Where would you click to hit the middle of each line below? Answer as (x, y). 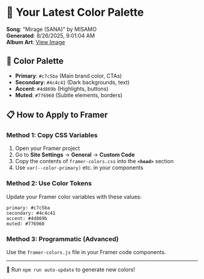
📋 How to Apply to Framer (57, 115)
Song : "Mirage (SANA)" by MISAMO (52, 29)
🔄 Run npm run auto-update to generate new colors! (71, 270)
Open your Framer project (47, 149)
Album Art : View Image (36, 42)
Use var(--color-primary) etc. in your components (79, 168)
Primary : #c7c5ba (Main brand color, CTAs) (69, 76)
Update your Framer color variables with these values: (74, 197)
